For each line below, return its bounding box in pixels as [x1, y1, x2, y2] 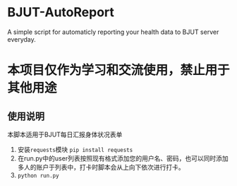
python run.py [17, 172, 59, 179]
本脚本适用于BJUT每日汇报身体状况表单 [7, 130, 123, 139]
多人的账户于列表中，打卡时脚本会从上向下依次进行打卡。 [17, 163, 185, 171]
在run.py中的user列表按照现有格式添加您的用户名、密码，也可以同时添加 [17, 153, 229, 163]
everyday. [7, 35, 37, 43]
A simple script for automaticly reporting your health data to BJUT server [7, 28, 219, 36]
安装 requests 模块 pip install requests [17, 145, 133, 153]
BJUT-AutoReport [7, 4, 115, 21]
